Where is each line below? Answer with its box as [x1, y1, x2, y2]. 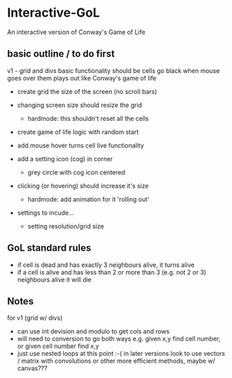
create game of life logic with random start [17, 127, 139, 136]
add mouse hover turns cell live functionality [17, 141, 144, 149]
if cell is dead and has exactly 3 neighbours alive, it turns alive [17, 261, 195, 269]
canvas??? [17, 364, 48, 372]
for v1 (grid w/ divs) [7, 314, 63, 322]
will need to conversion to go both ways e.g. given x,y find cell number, [17, 335, 221, 343]
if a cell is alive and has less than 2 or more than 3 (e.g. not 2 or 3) [17, 268, 206, 276]
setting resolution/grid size [27, 222, 105, 230]
